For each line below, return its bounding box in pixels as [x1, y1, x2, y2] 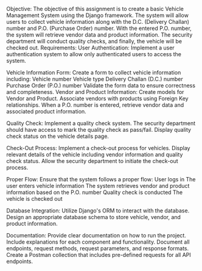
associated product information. [6, 108, 86, 115]
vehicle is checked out [6, 195, 63, 202]
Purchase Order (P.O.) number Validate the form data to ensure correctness [6, 82, 196, 89]
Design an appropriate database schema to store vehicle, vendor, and [6, 214, 181, 220]
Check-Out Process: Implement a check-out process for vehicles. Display [6, 145, 190, 151]
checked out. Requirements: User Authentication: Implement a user [6, 44, 175, 51]
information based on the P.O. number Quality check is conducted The [6, 189, 183, 196]
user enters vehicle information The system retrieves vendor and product [6, 182, 190, 189]
